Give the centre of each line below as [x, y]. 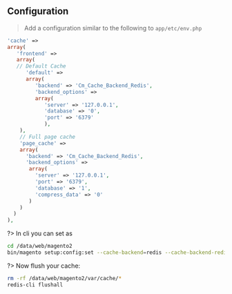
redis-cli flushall [35, 285]
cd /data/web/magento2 [40, 246]
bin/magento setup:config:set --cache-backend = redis [85, 253]
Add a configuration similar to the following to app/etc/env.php [113, 28]
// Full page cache [48, 137]
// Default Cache [41, 66]
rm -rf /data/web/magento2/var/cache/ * [65, 278]
